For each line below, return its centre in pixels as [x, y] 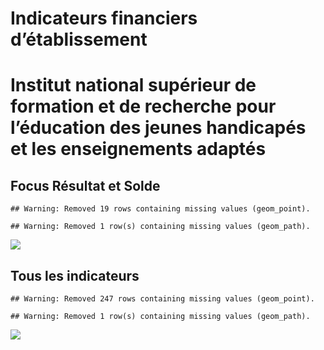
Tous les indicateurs [75, 275]
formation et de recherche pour [143, 106]
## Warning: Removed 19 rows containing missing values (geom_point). [160, 209]
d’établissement [79, 39]
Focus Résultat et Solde [85, 185]
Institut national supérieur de [133, 85]
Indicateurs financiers [104, 18]
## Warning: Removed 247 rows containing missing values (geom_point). [162, 299]
